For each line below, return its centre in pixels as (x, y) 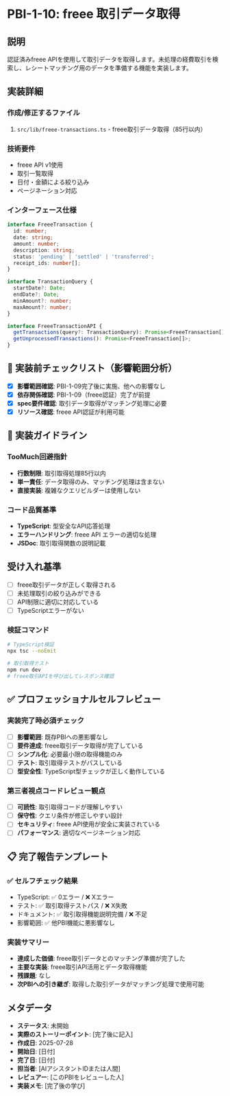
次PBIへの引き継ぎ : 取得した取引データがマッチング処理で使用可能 (111, 984)
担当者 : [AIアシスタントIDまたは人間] (69, 1069)
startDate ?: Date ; (40, 288)
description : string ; (44, 250)
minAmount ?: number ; (42, 301)
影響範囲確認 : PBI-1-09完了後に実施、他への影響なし (91, 386)
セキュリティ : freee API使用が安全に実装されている (89, 824)
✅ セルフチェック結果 (42, 881)
